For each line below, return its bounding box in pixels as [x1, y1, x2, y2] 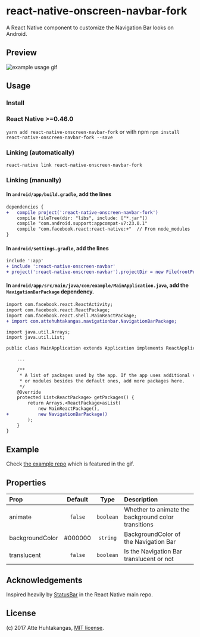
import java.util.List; [6, 335, 65, 341]
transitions [124, 520, 154, 529]
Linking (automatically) [6, 148, 75, 157]
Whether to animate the [124, 506, 190, 514]
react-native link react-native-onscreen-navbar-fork [6, 162, 143, 168]
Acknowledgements [6, 575, 83, 585]
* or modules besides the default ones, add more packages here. [19, 378, 185, 384]
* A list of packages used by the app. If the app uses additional [19, 372, 190, 378]
